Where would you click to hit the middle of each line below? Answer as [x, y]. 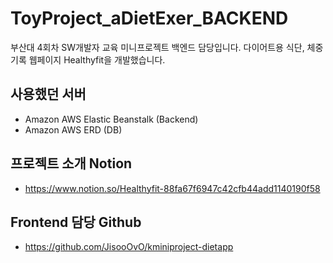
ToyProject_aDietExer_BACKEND [149, 18]
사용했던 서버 [48, 94]
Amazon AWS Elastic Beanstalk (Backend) [111, 119]
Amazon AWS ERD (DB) [73, 129]
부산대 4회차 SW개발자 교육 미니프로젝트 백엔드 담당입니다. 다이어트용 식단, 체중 [167, 47]
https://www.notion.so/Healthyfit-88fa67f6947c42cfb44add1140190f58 [172, 188]
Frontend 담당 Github [76, 222]
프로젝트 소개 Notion [71, 163]
